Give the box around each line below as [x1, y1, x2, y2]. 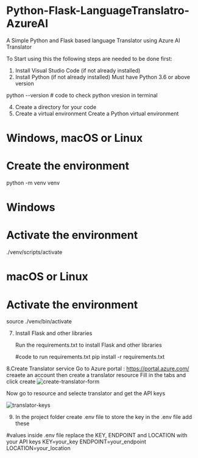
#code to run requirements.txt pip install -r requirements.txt [15, 353, 165, 361]
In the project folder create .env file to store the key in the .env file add [15, 414, 193, 421]
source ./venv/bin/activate [6, 318, 72, 325]
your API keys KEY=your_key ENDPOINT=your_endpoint [6, 438, 146, 445]
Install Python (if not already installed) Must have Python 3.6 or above [15, 73, 191, 80]
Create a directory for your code [15, 103, 96, 110]
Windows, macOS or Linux [6, 132, 143, 145]
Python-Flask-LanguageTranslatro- [6, 4, 190, 18]
